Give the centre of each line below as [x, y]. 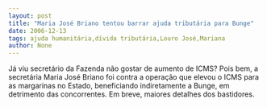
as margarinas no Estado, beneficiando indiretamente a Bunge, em [119, 86]
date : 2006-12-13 [38, 31]
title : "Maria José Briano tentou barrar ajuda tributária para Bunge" [131, 23]
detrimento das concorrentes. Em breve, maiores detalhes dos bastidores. [131, 94]
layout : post [30, 16]
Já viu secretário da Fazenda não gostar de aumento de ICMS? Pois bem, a [133, 68]
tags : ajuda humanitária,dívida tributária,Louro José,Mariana [117, 38]
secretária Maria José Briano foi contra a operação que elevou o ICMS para [134, 77]
